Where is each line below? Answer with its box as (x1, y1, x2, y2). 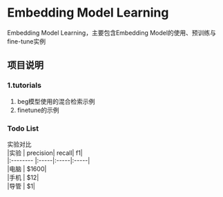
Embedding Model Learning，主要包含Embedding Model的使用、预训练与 (7, 28, 216, 37)
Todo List (7, 123, 39, 133)
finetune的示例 (17, 106, 60, 114)
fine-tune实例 (7, 37, 46, 46)
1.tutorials (7, 81, 41, 91)
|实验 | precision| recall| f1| (7, 149, 83, 157)
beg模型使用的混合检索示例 (17, 97, 95, 105)
